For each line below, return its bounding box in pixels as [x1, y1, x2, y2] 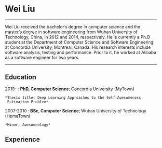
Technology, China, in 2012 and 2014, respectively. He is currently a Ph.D [5, 34, 150, 40]
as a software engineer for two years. [5, 54, 80, 60]
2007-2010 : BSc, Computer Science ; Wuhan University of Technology [5, 108, 147, 114]
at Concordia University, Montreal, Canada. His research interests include [5, 44, 151, 50]
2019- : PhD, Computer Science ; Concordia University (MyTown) [5, 86, 135, 92]
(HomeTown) [5, 113, 31, 119]
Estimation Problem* [7, 99, 49, 104]
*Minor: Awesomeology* [5, 122, 51, 127]
